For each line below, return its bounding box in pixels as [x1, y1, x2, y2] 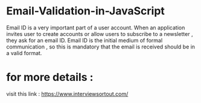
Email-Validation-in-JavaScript [6, 4, 165, 18]
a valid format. [6, 49, 42, 56]
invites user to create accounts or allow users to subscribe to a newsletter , [6, 30, 193, 37]
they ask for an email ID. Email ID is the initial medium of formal [6, 37, 163, 44]
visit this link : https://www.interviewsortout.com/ [6, 90, 129, 97]
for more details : [6, 71, 94, 84]
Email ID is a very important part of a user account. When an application [6, 24, 185, 31]
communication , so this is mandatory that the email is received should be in [6, 43, 195, 50]
